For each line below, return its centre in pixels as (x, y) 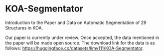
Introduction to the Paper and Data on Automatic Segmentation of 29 (76, 22)
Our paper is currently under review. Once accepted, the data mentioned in (82, 37)
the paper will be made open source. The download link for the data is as (80, 42)
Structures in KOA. (24, 27)
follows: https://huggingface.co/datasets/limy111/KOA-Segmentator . (75, 48)
